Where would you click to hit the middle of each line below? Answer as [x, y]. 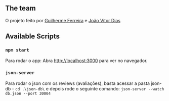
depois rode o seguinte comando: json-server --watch [107, 88]
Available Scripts [32, 37]
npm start [17, 50]
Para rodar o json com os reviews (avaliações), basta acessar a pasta [78, 83]
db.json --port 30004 [28, 93]
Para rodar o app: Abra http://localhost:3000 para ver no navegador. [76, 61]
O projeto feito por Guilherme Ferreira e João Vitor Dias [63, 20]
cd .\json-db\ [30, 89]
